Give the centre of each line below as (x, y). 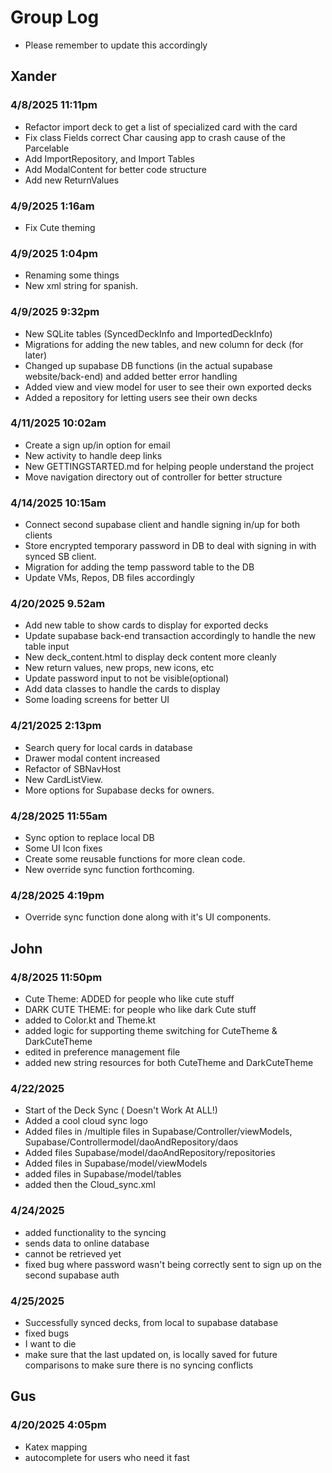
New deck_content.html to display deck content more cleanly (150, 657)
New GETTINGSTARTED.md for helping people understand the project (169, 466)
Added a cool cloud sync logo (86, 1121)
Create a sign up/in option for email (97, 445)
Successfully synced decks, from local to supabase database (151, 1322)
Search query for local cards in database (108, 747)
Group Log (55, 17)
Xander (33, 76)
